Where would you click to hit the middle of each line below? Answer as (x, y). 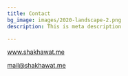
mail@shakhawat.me (37, 66)
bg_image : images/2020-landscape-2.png (64, 20)
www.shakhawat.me (36, 52)
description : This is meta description (64, 26)
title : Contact (29, 13)
